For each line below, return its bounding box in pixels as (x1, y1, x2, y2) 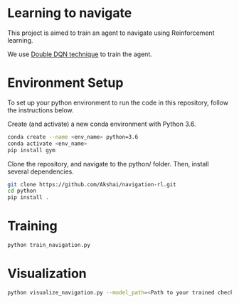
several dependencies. (7, 167, 75, 176)
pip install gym (7, 147, 55, 154)
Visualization (7, 265, 87, 282)
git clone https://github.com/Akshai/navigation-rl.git (7, 181, 176, 188)
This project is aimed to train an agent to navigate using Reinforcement (7, 28, 215, 37)
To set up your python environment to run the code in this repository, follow (7, 98, 229, 107)
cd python (7, 187, 37, 195)
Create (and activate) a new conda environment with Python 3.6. (7, 119, 196, 128)
